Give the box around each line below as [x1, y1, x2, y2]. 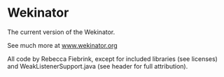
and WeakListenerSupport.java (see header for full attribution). [7, 62, 188, 70]
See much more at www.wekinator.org [7, 41, 118, 49]
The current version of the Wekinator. [7, 28, 115, 36]
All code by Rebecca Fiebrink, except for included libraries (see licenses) [7, 54, 218, 63]
